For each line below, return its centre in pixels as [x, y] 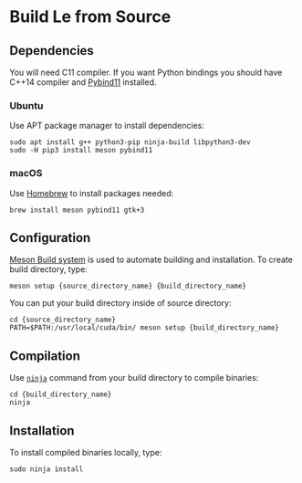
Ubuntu [26, 105]
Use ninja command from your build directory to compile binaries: [134, 378]
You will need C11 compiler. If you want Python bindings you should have [146, 72]
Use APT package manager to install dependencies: [107, 126]
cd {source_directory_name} [63, 320]
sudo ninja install [47, 469]
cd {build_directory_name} [61, 394]
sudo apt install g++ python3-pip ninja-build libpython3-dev [130, 142]
